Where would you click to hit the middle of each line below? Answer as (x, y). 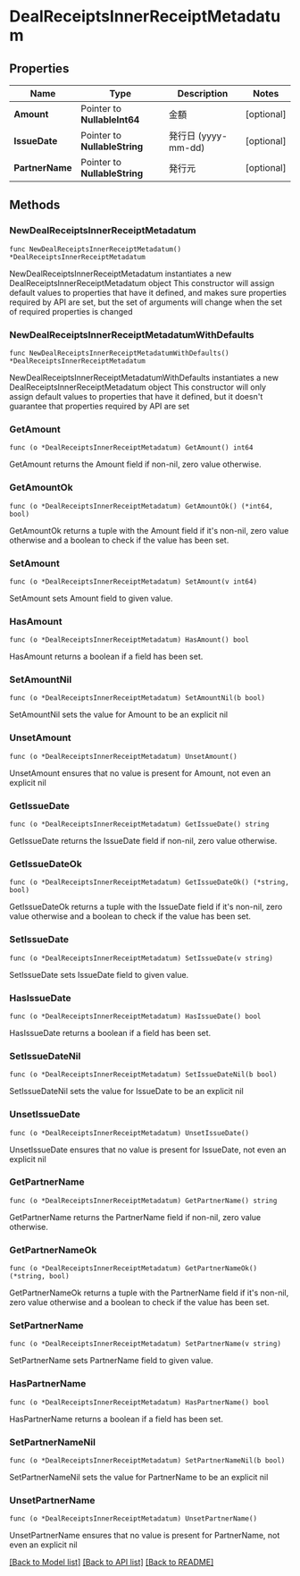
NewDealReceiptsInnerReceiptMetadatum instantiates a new (121, 274)
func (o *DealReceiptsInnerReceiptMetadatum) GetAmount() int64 (131, 448)
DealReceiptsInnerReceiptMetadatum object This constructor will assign (142, 282)
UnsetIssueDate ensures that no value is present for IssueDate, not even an (148, 1150)
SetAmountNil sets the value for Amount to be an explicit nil (119, 715)
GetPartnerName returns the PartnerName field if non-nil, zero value (135, 1217)
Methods (35, 205)
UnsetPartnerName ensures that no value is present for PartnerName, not (145, 1536)
